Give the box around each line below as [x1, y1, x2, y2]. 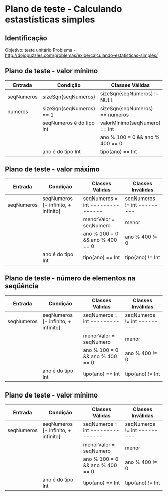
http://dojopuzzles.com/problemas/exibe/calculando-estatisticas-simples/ [5, 52, 158, 58]
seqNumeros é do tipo [42, 119, 95, 126]
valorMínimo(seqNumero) [100, 119, 161, 126]
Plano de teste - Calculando [5, 3, 122, 15]
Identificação [5, 34, 47, 42]
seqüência [5, 282, 39, 290]
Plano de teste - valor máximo [5, 165, 100, 174]
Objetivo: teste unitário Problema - [5, 47, 76, 53]
